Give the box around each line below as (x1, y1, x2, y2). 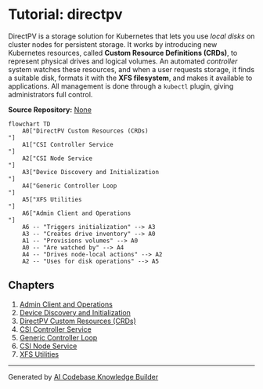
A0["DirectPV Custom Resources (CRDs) (22, 127, 149, 135)
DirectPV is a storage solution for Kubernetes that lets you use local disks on (8, 31, 255, 41)
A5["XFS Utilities (22, 195, 82, 203)
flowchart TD (8, 120, 51, 128)
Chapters (8, 278, 55, 292)
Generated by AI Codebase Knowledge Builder (8, 372, 159, 381)
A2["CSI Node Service (22, 155, 92, 162)
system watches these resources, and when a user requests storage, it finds (8, 64, 255, 74)
